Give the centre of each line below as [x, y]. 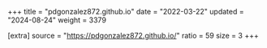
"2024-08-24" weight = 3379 [57, 20]
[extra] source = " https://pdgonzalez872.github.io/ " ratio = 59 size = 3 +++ [133, 36]
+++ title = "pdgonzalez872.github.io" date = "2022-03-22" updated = [126, 12]
